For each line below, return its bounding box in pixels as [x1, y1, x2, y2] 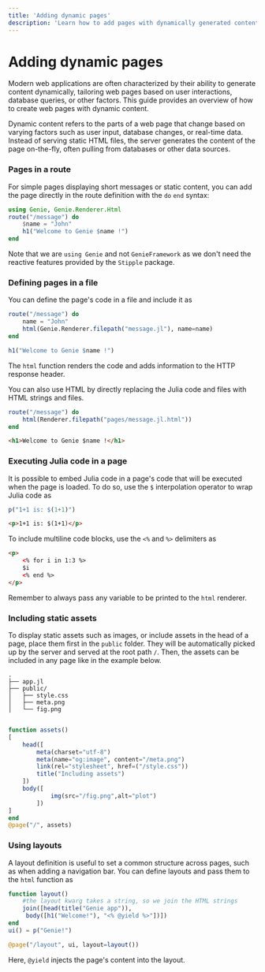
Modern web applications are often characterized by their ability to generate [8, 79, 256, 88]
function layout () [8, 890, 69, 898]
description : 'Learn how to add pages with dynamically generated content [8, 19, 259, 27]
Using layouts [8, 840, 62, 851]
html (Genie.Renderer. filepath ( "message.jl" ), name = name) [22, 325, 214, 333]
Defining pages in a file [8, 277, 99, 289]
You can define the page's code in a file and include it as [8, 295, 192, 304]
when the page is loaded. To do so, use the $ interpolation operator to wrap [8, 482, 253, 491]
